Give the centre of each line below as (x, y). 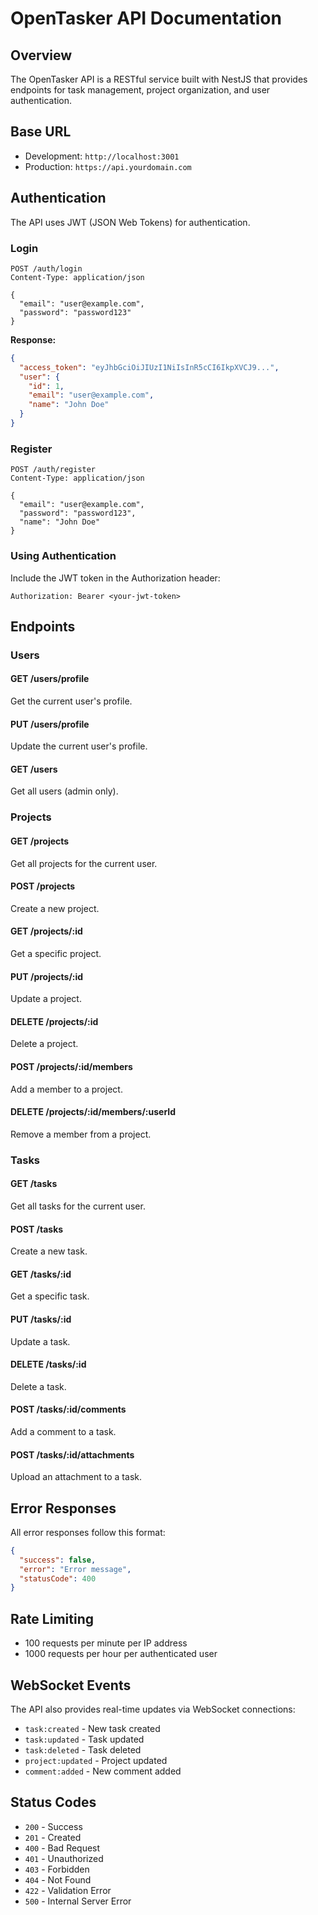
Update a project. (46, 999)
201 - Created (53, 1837)
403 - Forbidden (57, 1869)
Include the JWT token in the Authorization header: (115, 578)
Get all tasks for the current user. (78, 1206)
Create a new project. (55, 908)
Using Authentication (63, 556)
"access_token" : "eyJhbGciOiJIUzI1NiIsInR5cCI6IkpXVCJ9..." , (149, 367)
